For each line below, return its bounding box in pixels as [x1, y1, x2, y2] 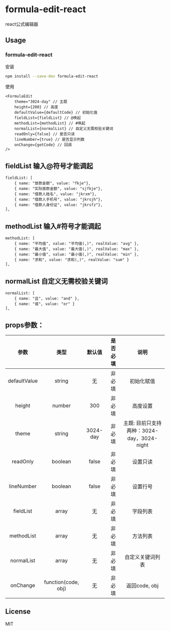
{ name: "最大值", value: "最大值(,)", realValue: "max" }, [14, 246, 139, 252]
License [5, 607, 31, 616]
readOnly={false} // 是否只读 [14, 131, 75, 137]
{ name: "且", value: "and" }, [14, 296, 79, 301]
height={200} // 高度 [14, 104, 58, 110]
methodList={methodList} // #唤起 [14, 120, 86, 125]
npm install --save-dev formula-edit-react [5, 74, 99, 79]
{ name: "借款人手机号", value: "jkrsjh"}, [14, 197, 103, 202]
